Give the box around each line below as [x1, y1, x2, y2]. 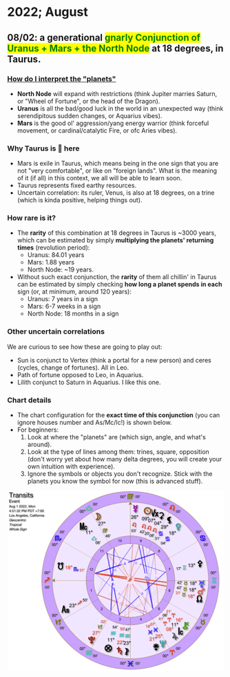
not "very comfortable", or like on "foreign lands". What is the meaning [17, 166, 218, 175]
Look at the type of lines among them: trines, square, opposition [27, 448, 210, 456]
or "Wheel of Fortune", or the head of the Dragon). [17, 97, 160, 105]
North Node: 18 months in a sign [27, 309, 119, 318]
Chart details [7, 395, 52, 405]
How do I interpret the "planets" [7, 74, 116, 84]
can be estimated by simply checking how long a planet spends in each [17, 280, 222, 289]
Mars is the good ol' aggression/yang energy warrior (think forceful [17, 119, 209, 127]
